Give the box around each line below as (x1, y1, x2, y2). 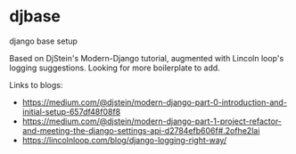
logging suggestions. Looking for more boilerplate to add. (9, 62, 220, 73)
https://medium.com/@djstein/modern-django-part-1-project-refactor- (21, 116, 283, 126)
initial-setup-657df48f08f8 (21, 106, 121, 117)
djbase (9, 6, 61, 27)
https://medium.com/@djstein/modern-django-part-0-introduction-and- (21, 96, 288, 108)
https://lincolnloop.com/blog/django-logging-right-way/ (21, 134, 227, 145)
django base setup (9, 36, 78, 46)
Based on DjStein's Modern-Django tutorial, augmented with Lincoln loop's (9, 53, 284, 63)
